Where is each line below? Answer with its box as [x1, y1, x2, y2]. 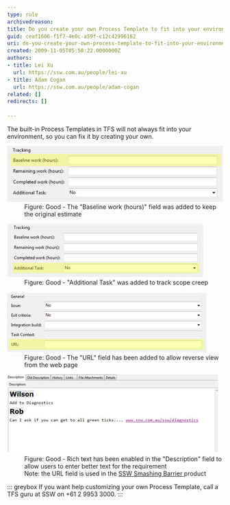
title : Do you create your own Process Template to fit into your [7, 25, 201, 32]
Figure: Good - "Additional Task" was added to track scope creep [24, 278, 209, 287]
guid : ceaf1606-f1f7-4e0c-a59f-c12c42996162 [7, 33, 136, 40]
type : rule [7, 11, 38, 18]
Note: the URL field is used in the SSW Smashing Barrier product [24, 469, 207, 478]
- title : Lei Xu [7, 62, 53, 69]
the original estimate [24, 210, 82, 218]
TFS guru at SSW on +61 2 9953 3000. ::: [7, 490, 123, 498]
